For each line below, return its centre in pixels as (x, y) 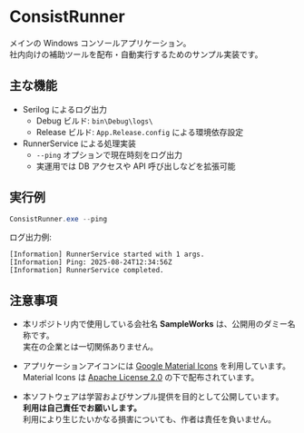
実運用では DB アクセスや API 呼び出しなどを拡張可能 (136, 166)
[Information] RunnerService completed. (87, 271)
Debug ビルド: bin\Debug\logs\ (94, 121)
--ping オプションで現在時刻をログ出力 (109, 154)
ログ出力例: (31, 237)
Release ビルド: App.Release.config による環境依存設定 (139, 132)
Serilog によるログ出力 (64, 109)
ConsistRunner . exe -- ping (58, 219)
